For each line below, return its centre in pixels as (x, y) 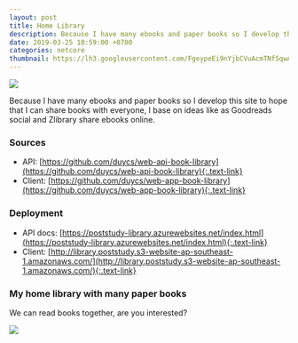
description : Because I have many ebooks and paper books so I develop (144, 34)
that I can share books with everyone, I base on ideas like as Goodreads (141, 110)
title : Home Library (47, 26)
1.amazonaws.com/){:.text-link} (79, 270)
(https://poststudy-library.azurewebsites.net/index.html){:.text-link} (145, 242)
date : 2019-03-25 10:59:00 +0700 (71, 42)
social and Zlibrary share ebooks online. (82, 120)
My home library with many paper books (98, 293)
